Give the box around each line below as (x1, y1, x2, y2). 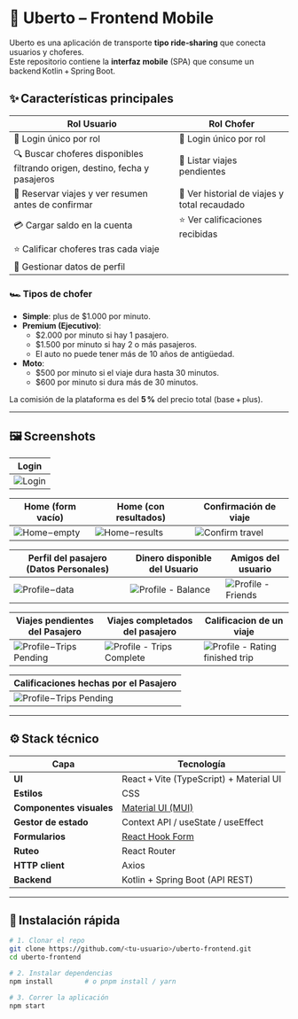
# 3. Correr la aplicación (9, 992, 109, 1002)
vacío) (36, 511, 64, 524)
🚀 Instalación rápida (9, 913, 121, 929)
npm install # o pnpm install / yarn (9, 976, 176, 986)
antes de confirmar (13, 198, 93, 211)
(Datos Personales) (26, 563, 109, 575)
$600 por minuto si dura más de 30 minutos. (35, 377, 199, 388)
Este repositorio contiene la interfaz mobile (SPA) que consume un (9, 56, 255, 66)
